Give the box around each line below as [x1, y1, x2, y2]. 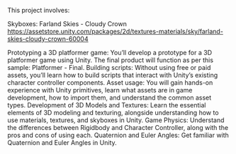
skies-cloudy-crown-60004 [7, 35, 89, 43]
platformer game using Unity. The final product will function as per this [7, 56, 214, 64]
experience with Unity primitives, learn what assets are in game [7, 86, 193, 94]
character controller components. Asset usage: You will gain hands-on [7, 78, 213, 87]
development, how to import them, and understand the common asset [7, 93, 212, 102]
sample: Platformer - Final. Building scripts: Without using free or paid [7, 64, 211, 71]
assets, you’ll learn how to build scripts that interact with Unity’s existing [7, 71, 218, 79]
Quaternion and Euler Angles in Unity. [7, 138, 117, 147]
